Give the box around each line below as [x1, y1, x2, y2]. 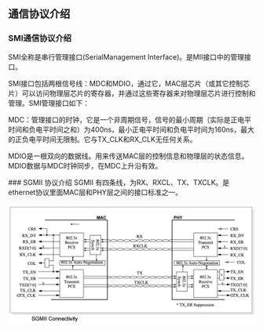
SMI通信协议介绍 [8, 33, 72, 44]
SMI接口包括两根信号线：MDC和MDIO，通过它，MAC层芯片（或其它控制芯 [8, 78, 250, 88]
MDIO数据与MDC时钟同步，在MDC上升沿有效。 [8, 161, 163, 170]
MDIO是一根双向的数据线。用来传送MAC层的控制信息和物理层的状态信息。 [8, 151, 249, 161]
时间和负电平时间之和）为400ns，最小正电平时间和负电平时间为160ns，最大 [8, 125, 255, 134]
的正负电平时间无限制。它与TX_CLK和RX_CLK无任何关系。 [8, 134, 197, 143]
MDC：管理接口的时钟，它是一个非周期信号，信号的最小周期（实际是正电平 [8, 114, 251, 124]
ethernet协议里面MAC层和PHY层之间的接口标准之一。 [8, 187, 183, 197]
